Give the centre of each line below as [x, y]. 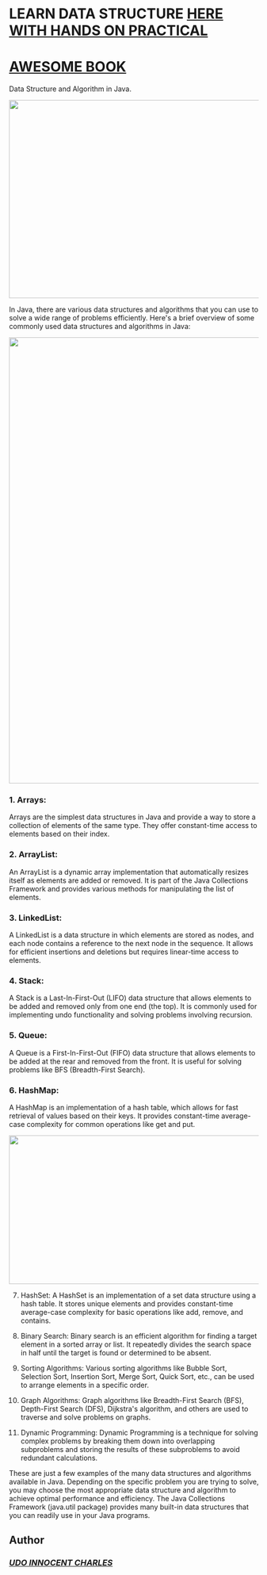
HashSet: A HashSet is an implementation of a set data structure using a [138, 1295]
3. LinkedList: [36, 918]
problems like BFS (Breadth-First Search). [77, 1069]
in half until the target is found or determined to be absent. [116, 1352]
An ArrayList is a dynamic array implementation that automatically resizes [129, 872]
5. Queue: [28, 1036]
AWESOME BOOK [68, 67]
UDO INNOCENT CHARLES [61, 1563]
